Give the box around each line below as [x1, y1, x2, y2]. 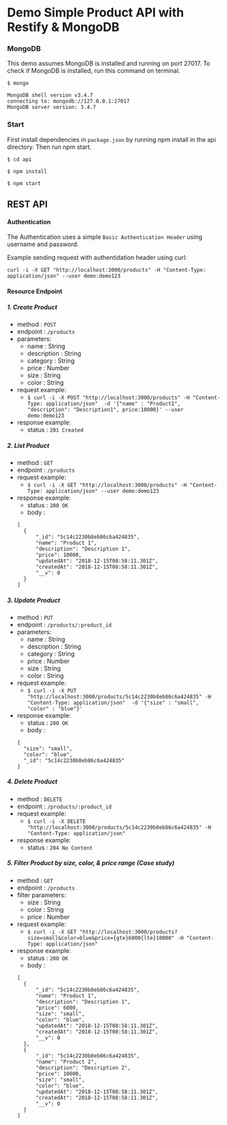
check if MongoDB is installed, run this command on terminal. [7, 66, 181, 75]
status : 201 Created [27, 425, 84, 433]
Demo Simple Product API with [7, 5, 185, 21]
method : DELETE [16, 795, 63, 803]
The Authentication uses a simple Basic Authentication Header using [7, 233, 203, 241]
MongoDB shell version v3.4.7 [7, 92, 94, 99]
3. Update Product [7, 596, 60, 604]
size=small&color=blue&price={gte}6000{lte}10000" [27, 934, 175, 941]
